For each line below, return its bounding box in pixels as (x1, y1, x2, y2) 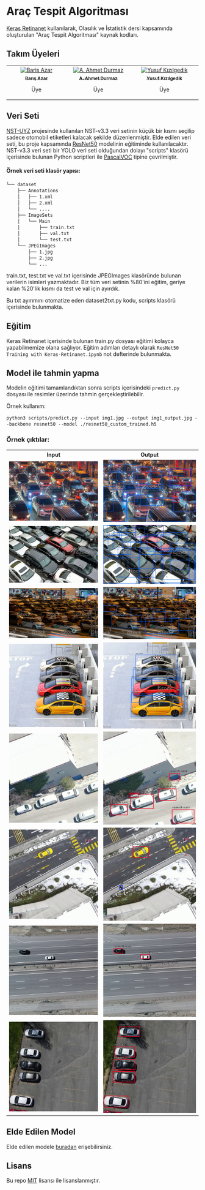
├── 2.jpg (28, 255, 53, 261)
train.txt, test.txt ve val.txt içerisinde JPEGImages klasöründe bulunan (6, 271, 181, 279)
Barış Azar (25, 75, 48, 81)
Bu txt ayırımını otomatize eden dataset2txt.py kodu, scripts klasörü (6, 296, 176, 304)
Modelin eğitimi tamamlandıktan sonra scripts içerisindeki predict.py (6, 384, 180, 391)
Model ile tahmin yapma (6, 368, 99, 378)
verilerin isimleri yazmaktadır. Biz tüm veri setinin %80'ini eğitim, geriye (6, 278, 186, 285)
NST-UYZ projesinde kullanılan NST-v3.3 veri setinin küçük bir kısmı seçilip (6, 127, 195, 134)
